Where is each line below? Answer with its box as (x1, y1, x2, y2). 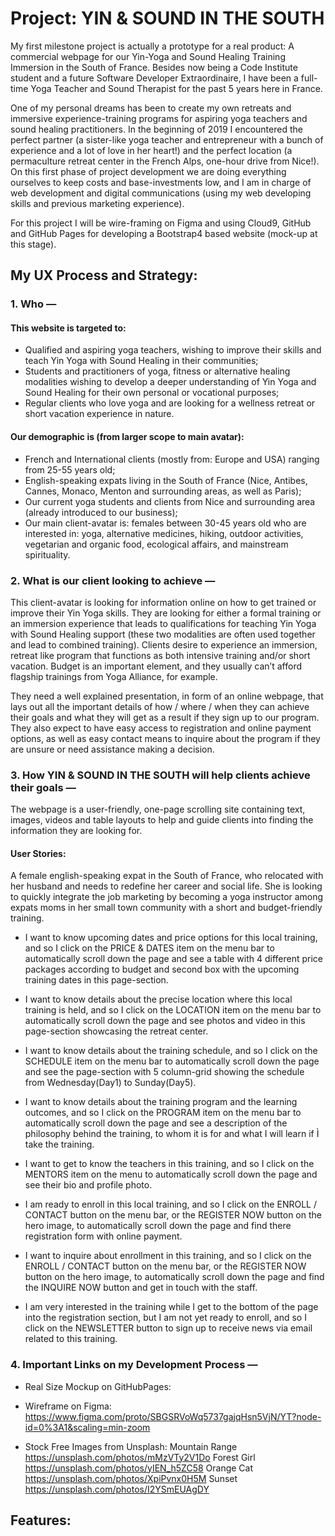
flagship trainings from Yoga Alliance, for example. (10, 670, 218, 682)
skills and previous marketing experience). (10, 197, 185, 209)
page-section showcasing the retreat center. (24, 1025, 209, 1037)
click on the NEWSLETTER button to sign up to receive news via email (24, 1322, 313, 1334)
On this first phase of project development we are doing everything (10, 165, 287, 177)
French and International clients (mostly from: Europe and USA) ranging (24, 453, 320, 465)
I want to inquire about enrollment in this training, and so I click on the (24, 1250, 312, 1262)
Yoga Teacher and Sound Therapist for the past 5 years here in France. (30, 82, 323, 94)
